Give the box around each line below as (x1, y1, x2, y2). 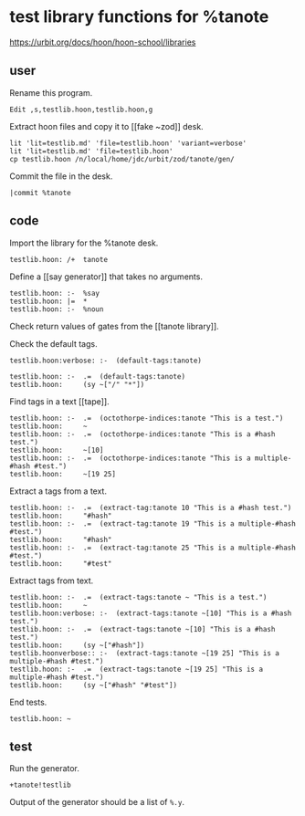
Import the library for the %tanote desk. (9, 237, 159, 248)
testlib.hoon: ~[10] (9, 445, 104, 455)
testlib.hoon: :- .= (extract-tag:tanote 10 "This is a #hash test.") (9, 503, 292, 512)
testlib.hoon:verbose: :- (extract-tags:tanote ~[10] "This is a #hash (9, 609, 292, 618)
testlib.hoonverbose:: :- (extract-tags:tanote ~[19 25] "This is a (9, 648, 280, 658)
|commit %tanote (9, 188, 71, 197)
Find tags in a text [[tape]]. (9, 395, 110, 407)
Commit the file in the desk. (9, 171, 113, 182)
